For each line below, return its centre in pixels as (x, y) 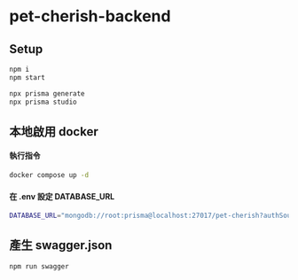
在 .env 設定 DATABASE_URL (62, 196)
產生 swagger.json (61, 245)
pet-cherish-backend (90, 16)
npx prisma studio (43, 102)
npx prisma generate (47, 93)
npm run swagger (39, 266)
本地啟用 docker (54, 132)
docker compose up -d (49, 175)
